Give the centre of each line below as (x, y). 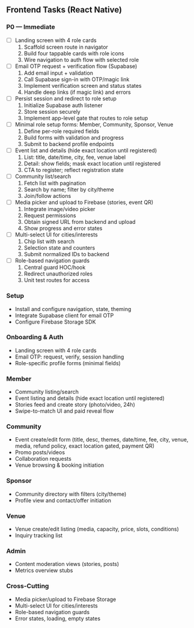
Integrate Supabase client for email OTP (64, 315)
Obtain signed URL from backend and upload (80, 222)
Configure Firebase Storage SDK (55, 322)
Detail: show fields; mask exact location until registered (92, 164)
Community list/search (43, 176)
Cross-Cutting (28, 586)
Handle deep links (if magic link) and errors (77, 92)
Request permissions (50, 215)
